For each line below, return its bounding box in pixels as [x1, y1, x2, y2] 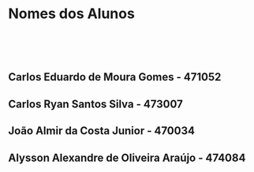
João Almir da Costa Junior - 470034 [8, 124, 196, 138]
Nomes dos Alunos [8, 5, 136, 23]
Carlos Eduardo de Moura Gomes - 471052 [8, 70, 222, 84]
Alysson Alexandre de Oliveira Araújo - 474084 [8, 151, 246, 164]
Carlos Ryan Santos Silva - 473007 [8, 97, 183, 110]
